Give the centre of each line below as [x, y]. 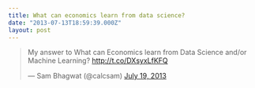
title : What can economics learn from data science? [97, 15]
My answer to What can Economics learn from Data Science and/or [137, 53]
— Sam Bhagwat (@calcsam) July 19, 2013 [97, 76]
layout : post [30, 30]
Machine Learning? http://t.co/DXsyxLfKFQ [97, 60]
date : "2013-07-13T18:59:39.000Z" [65, 23]
